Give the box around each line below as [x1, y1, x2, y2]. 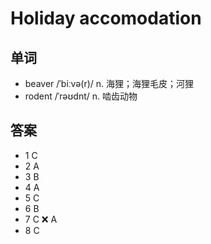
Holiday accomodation [10, 7, 202, 30]
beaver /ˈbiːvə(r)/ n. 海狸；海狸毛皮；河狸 [24, 78, 195, 89]
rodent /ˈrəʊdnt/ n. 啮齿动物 [24, 90, 138, 102]
